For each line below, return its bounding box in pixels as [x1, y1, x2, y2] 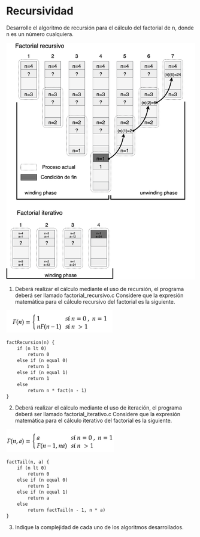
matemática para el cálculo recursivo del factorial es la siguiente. [14, 298, 175, 305]
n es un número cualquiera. [6, 30, 74, 37]
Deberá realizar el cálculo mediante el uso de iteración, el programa [14, 404, 183, 411]
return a [28, 495, 50, 502]
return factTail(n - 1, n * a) [28, 507, 106, 514]
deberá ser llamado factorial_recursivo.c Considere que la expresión [14, 292, 184, 299]
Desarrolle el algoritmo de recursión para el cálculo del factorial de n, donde [6, 24, 194, 31]
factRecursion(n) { [6, 340, 55, 346]
